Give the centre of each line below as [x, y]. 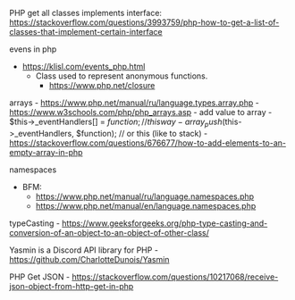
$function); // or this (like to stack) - [142, 133]
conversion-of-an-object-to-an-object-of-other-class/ [110, 232]
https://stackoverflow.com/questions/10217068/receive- [175, 277]
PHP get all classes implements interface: [86, 13]
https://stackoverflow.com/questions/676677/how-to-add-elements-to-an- [147, 143]
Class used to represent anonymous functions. [122, 76]
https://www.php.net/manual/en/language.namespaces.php [146, 205]
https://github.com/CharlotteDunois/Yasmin [89, 259]
